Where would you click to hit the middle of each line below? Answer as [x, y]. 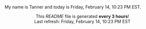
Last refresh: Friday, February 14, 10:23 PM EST [82, 22]
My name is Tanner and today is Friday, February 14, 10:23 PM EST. [73, 7]
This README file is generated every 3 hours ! [82, 16]
